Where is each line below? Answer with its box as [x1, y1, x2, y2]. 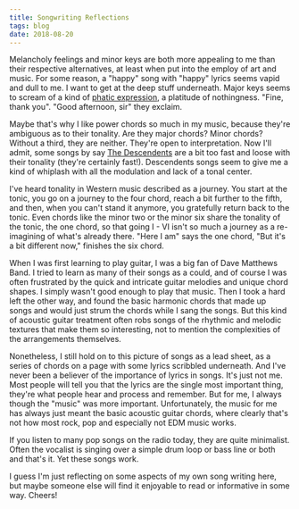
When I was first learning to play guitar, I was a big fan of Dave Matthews [9, 258, 278, 269]
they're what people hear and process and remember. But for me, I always [9, 389, 283, 400]
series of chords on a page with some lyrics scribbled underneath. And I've [9, 361, 287, 371]
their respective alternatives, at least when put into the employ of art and [9, 63, 277, 74]
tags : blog [9, 21, 50, 30]
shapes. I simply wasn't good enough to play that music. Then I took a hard [9, 287, 286, 297]
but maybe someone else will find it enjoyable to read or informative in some [9, 480, 290, 491]
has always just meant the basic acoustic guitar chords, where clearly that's [9, 408, 288, 419]
